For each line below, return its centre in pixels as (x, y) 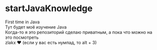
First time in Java (23, 22)
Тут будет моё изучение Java (36, 27)
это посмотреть (22, 37)
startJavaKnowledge (49, 8)
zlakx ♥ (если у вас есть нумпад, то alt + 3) (51, 42)
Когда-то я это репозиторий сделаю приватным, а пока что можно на (79, 32)
